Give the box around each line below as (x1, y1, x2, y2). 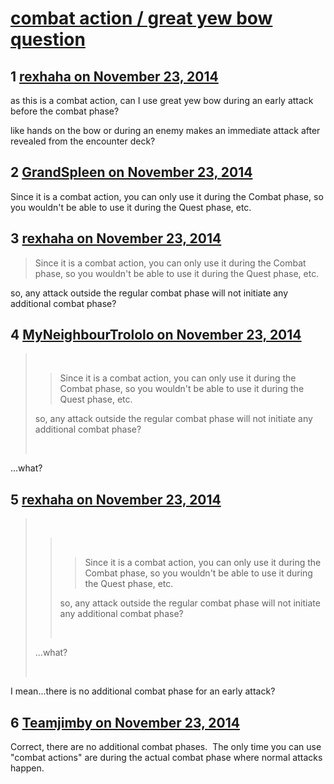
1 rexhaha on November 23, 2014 (10, 68, 219, 85)
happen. (10, 762, 45, 774)
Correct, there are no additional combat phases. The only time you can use (10, 741, 322, 753)
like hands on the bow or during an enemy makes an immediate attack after (10, 125, 321, 136)
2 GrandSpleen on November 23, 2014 (10, 164, 253, 181)
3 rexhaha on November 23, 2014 (10, 230, 222, 247)
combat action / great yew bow (10, 7, 273, 30)
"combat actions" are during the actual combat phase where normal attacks (10, 752, 323, 764)
